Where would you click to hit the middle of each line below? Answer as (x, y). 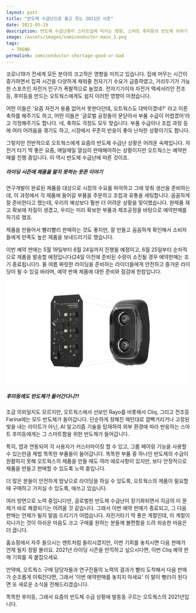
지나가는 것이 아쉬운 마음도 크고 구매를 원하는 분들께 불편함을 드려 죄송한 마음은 (97, 523)
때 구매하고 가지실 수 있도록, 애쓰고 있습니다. (57, 488)
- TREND (21, 50)
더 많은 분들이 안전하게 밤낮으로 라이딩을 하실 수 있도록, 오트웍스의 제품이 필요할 (97, 481)
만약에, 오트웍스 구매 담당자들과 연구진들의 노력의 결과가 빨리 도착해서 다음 (91, 570)
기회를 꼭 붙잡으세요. (36, 557)
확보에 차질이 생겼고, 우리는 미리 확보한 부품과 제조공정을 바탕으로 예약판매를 (99, 210)
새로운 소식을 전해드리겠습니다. (54, 584)
